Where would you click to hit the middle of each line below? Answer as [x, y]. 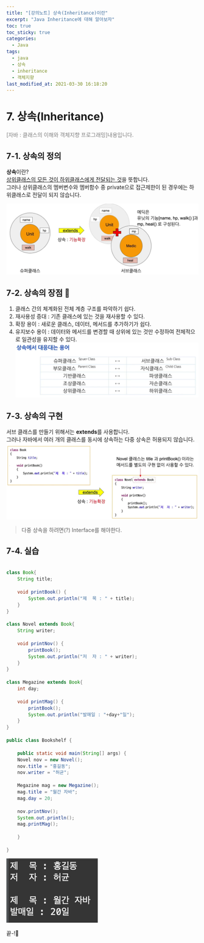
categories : [21, 39]
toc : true [19, 26]
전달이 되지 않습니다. [57, 195]
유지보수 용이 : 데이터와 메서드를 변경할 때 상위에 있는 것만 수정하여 [95, 332]
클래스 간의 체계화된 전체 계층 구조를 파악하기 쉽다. [75, 309]
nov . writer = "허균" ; [44, 773]
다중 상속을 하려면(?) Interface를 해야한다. [72, 530]
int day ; [28, 689]
